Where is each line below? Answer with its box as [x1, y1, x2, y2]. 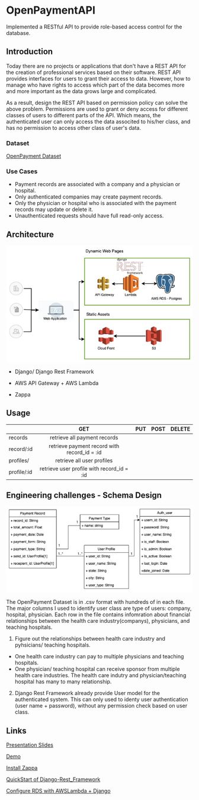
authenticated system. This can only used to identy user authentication [14, 696, 188, 703]
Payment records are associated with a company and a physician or [14, 181, 181, 188]
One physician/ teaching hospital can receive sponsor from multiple [14, 665, 180, 673]
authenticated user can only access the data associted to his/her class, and [6, 118, 191, 125]
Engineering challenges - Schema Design [6, 490, 162, 500]
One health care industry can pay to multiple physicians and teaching [14, 653, 184, 660]
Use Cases [6, 167, 38, 175]
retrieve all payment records [49, 434, 118, 441]
